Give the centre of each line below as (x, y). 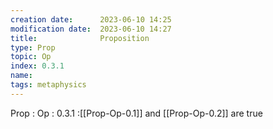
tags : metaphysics (48, 85)
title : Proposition (80, 38)
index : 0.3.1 (37, 66)
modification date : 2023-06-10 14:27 (91, 29)
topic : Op (31, 57)
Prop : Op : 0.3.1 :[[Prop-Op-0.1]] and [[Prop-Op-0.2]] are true (136, 113)
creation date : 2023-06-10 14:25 (91, 19)
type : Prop (33, 47)
